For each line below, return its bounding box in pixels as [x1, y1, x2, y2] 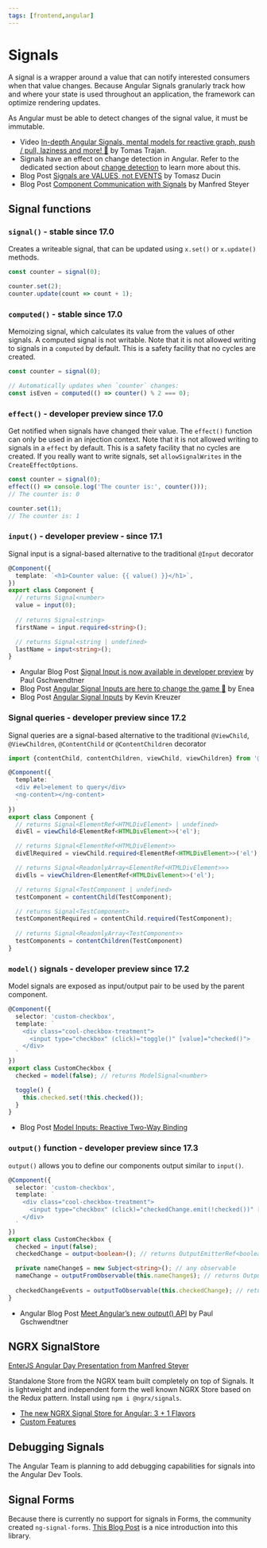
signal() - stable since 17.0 [8, 226, 115, 237]
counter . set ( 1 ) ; [8, 505, 62, 513]
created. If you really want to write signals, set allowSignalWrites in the [8, 451, 242, 462]
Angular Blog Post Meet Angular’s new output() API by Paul [19, 1308, 213, 1318]
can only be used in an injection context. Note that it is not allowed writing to [8, 435, 259, 444]
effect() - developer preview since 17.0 [8, 407, 164, 419]
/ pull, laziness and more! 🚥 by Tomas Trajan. [19, 145, 167, 155]
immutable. [8, 121, 45, 131]
